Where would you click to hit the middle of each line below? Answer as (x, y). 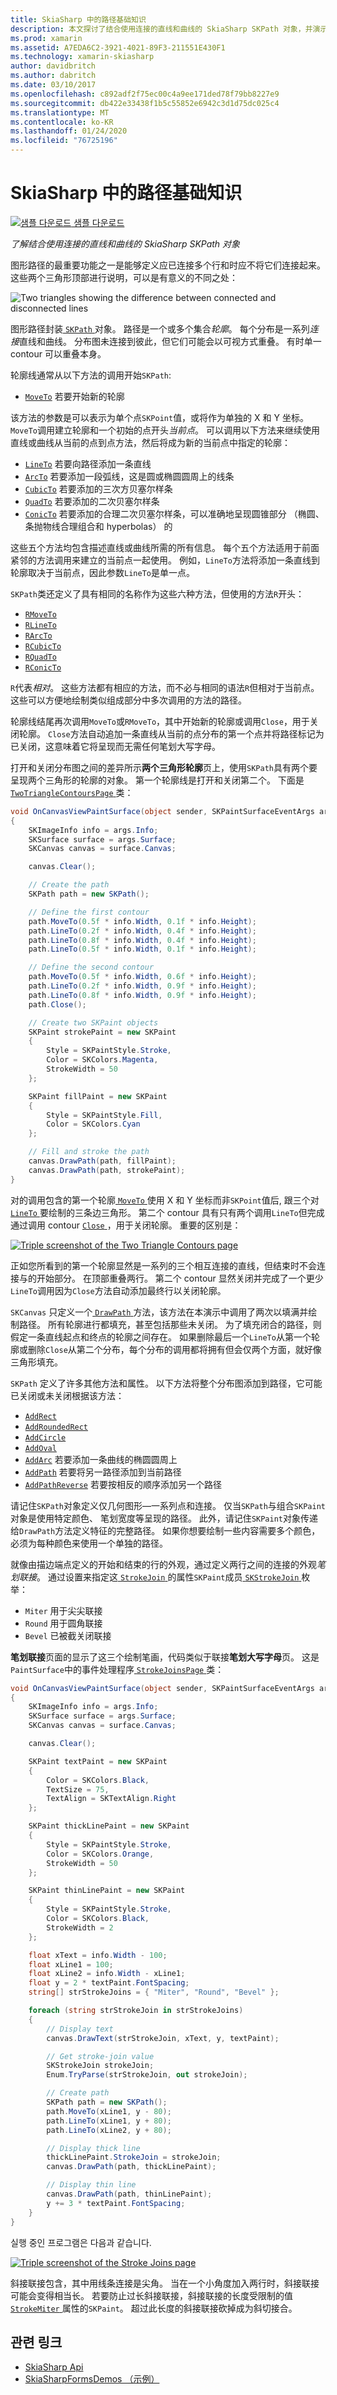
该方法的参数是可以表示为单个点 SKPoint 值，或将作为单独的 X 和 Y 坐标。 (159, 417)
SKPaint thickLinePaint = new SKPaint (109, 1826)
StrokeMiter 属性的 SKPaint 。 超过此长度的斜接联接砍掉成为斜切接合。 (154, 2308)
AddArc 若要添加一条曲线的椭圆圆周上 (101, 1459)
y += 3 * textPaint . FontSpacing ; (116, 2203)
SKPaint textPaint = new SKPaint (98, 1761)
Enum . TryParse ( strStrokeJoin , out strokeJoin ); (147, 2075)
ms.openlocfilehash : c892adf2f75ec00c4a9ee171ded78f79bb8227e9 (145, 94)
